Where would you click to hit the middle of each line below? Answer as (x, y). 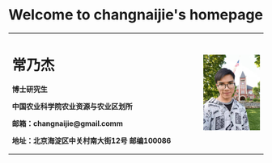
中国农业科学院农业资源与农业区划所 (72, 106)
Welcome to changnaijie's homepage (136, 15)
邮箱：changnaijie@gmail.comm (67, 123)
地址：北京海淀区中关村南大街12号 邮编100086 (91, 140)
